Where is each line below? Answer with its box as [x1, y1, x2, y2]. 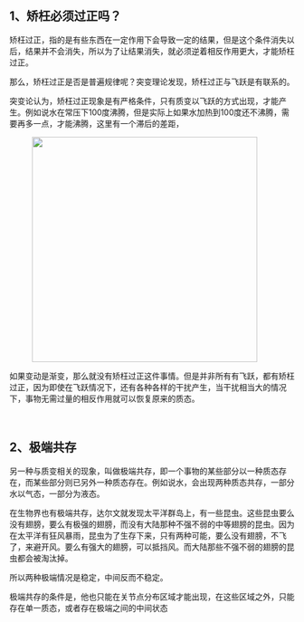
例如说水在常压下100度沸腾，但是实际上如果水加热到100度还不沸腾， [24, 107, 282, 118]
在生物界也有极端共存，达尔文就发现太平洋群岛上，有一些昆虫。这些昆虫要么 [9, 507, 295, 518]
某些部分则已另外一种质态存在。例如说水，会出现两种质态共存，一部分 [33, 476, 295, 487]
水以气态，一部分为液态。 [9, 488, 105, 499]
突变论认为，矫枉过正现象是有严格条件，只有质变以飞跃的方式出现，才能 [9, 95, 279, 106]
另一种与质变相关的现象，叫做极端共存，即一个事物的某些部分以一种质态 [9, 465, 279, 476]
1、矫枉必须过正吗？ [9, 8, 122, 24]
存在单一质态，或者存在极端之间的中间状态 [9, 602, 168, 613]
